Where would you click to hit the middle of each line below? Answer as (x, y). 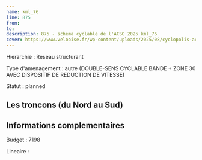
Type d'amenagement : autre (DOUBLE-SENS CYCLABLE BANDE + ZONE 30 (101, 68)
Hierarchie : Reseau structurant (45, 57)
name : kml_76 (23, 12)
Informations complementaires (66, 126)
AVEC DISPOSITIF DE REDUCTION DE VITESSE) (66, 75)
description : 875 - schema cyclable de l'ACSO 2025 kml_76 (82, 34)
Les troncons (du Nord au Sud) (65, 105)
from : (13, 23)
